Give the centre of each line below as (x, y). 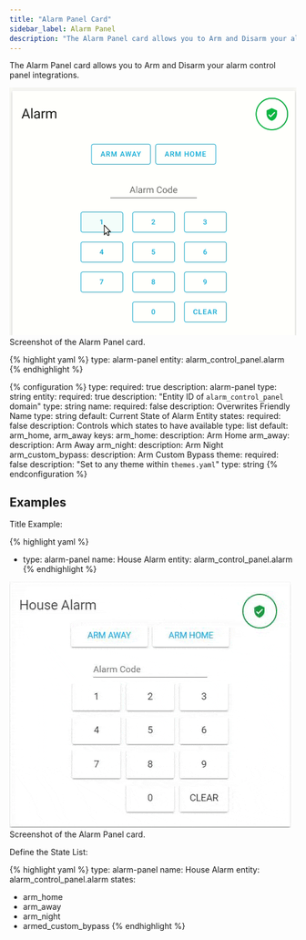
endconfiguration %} (49, 474)
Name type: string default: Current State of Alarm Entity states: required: (145, 415)
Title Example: (36, 525)
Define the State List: (49, 853)
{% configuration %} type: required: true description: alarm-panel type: (143, 386)
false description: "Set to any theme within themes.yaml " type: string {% (144, 464)
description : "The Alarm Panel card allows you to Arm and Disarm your (148, 38)
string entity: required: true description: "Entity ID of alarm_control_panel (147, 396)
